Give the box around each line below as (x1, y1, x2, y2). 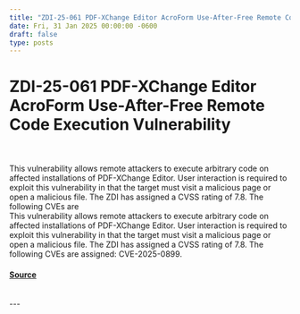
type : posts (9, 38, 54, 47)
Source (9, 269, 37, 280)
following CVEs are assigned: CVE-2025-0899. (9, 249, 183, 259)
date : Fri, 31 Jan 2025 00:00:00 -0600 (9, 21, 158, 30)
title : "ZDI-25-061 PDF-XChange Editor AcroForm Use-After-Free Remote (9, 13, 281, 22)
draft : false (9, 30, 58, 38)
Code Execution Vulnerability (9, 115, 231, 135)
